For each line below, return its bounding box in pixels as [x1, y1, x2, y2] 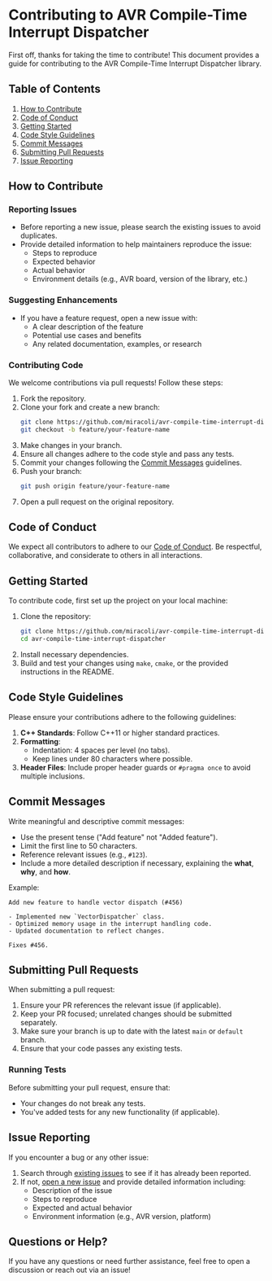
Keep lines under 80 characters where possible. [32, 753, 193, 763]
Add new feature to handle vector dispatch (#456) [8, 898, 183, 906]
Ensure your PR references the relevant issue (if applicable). [19, 1000, 222, 1011]
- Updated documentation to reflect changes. [8, 927, 165, 935]
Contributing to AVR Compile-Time [8, 6, 248, 24]
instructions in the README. [19, 667, 114, 677]
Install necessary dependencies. [19, 650, 129, 660]
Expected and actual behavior [32, 1203, 132, 1213]
